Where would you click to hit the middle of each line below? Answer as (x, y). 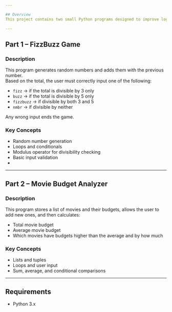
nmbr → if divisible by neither (43, 107)
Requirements (28, 292)
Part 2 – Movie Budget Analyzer (57, 184)
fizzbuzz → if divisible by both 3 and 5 (53, 102)
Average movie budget (37, 230)
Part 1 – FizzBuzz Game (43, 44)
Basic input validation (35, 158)
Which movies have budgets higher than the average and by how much (88, 236)
